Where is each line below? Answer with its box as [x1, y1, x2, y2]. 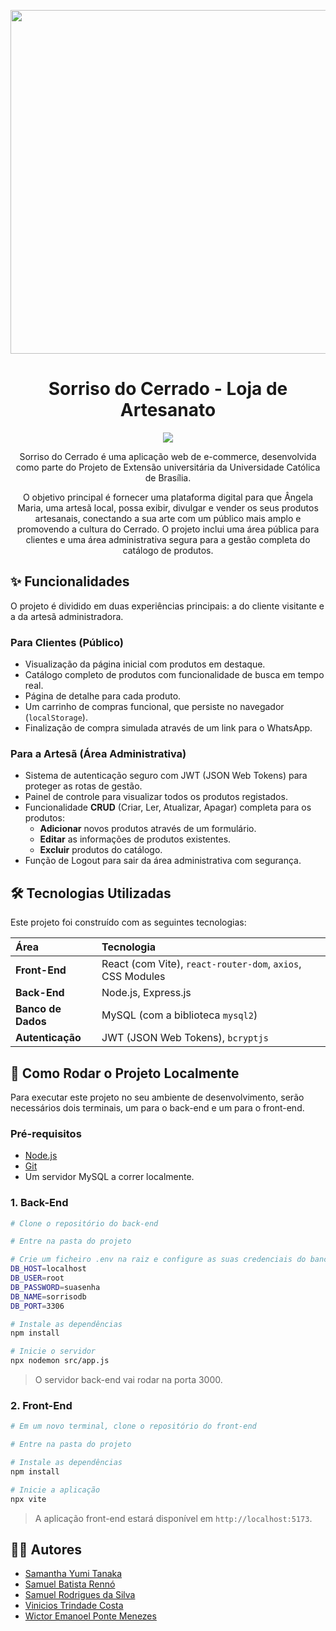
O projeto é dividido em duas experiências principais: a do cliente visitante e [10, 600, 325, 612]
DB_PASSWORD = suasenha [10, 1282, 101, 1292]
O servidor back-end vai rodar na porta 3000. [34, 1374, 223, 1386]
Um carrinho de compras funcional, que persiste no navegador [24, 701, 285, 713]
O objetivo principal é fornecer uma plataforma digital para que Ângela [22, 491, 314, 503]
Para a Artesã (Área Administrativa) [10, 746, 187, 760]
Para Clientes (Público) [10, 635, 124, 649]
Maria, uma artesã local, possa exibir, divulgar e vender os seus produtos [17, 501, 319, 514]
